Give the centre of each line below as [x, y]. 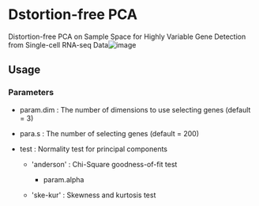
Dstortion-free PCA [73, 15]
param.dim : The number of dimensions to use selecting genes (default [135, 109]
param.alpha [64, 179]
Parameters [31, 93]
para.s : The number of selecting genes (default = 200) [109, 133]
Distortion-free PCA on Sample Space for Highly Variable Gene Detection [127, 36]
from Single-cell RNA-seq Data [58, 44]
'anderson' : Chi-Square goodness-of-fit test [104, 164]
